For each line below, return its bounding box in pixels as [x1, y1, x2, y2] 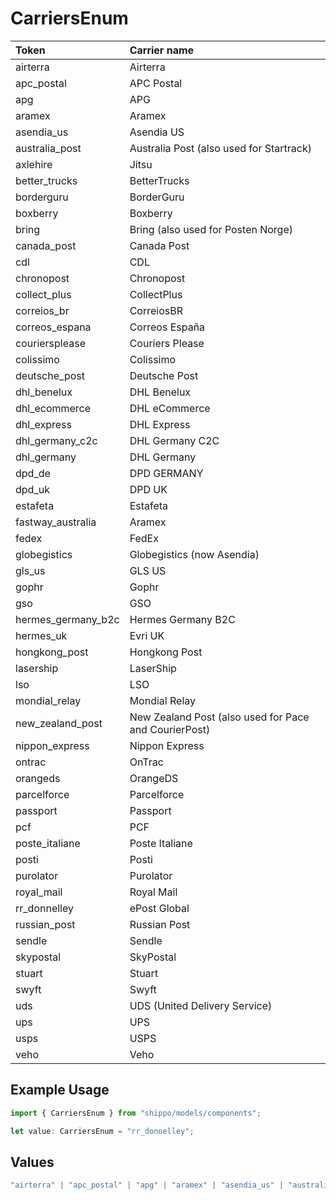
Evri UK [129, 628, 165, 642]
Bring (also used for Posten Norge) [129, 222, 294, 236]
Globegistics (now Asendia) [129, 547, 260, 561]
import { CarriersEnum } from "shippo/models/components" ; [10, 1108, 262, 1118]
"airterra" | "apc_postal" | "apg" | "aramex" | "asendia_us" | [10, 1180, 284, 1191]
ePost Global [129, 901, 190, 915]
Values [10, 1153, 55, 1171]
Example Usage [10, 1082, 110, 1099]
